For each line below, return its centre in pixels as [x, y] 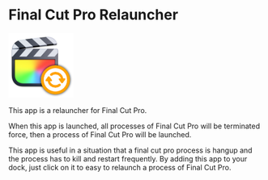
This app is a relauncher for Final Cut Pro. [78, 110]
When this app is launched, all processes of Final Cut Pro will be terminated [134, 126]
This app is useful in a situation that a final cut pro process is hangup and [130, 150]
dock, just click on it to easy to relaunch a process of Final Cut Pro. [120, 167]
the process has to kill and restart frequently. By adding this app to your [128, 158]
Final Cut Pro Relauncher [94, 15]
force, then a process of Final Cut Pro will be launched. [100, 134]
